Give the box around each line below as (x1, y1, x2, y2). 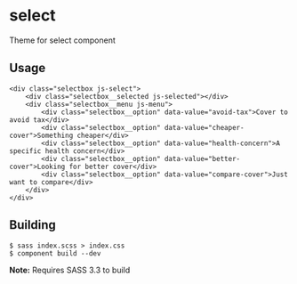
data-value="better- (164, 154, 241, 163)
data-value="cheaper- (164, 123, 245, 132)
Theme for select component (9, 35, 116, 45)
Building (9, 217, 56, 232)
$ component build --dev (9, 248, 101, 258)
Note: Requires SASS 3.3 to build (9, 264, 131, 275)
